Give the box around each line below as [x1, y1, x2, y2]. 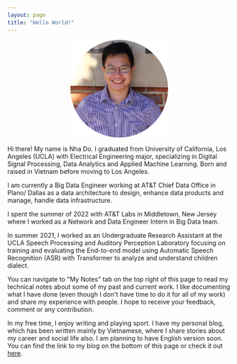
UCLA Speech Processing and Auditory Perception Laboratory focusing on [7, 238, 226, 247]
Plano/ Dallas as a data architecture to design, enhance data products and [7, 188, 224, 197]
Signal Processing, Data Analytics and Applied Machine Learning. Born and [7, 160, 227, 168]
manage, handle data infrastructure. [7, 196, 112, 204]
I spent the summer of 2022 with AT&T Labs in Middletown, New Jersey [7, 209, 217, 218]
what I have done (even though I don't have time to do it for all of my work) [7, 289, 226, 298]
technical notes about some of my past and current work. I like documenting [7, 282, 231, 291]
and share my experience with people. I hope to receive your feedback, [7, 297, 216, 306]
